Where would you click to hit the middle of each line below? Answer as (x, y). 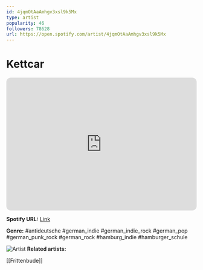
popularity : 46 (25, 23)
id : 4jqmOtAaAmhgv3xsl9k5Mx (42, 12)
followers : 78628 (28, 29)
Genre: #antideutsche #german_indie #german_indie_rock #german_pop (97, 231)
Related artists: (47, 249)
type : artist (23, 18)
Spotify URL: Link (28, 219)
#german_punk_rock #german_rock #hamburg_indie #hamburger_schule (97, 237)
